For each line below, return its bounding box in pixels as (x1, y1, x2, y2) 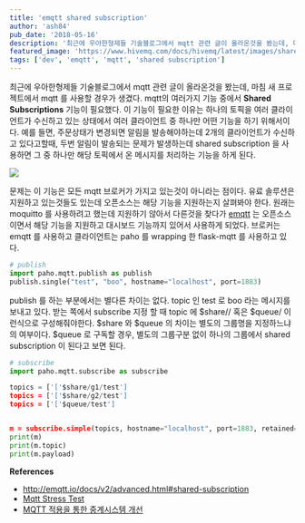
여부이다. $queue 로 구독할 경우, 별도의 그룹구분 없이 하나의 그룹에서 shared (18, 328, 290, 340)
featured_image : (9, 47, 71, 56)
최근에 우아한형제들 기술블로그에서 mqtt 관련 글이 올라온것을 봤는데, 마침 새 (9, 82, 276, 92)
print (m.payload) (9, 450, 75, 459)
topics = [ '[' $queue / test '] (9, 400, 116, 409)
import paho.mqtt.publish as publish (9, 268, 152, 277)
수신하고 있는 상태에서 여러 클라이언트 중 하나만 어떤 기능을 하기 (33, 115, 259, 126)
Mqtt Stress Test (22, 493, 84, 504)
